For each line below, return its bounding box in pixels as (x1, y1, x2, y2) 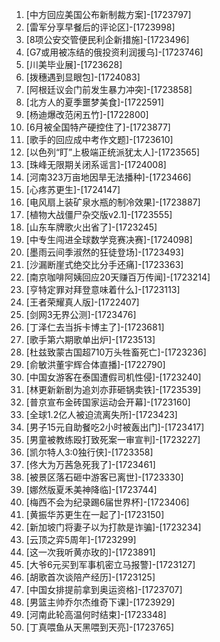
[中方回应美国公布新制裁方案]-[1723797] (25, 9, 192, 20)
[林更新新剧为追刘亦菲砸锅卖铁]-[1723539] (25, 384, 202, 395)
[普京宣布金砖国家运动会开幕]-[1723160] (25, 396, 191, 408)
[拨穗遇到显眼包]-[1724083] (25, 71, 141, 83)
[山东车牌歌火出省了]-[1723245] (25, 221, 158, 233)
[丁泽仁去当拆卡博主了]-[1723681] (25, 321, 165, 333)
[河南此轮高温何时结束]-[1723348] (25, 609, 167, 620)
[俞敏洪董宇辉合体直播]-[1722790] (25, 359, 166, 370)
